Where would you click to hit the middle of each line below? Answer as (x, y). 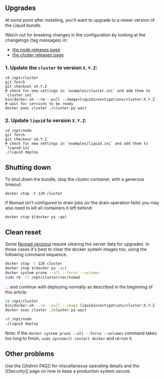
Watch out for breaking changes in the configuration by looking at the (75, 35)
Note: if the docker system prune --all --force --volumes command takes (81, 333)
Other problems (30, 354)
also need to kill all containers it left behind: (49, 208)
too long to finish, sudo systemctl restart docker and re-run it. (69, 338)
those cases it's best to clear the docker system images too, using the (76, 249)
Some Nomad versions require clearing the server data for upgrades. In (77, 244)
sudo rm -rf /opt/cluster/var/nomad (42, 277)
